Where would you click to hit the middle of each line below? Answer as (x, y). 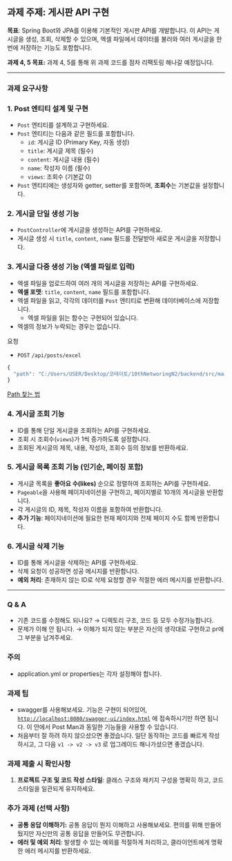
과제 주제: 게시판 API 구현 (58, 12)
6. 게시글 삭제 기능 (36, 546)
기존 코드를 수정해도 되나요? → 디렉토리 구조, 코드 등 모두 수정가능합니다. (115, 621)
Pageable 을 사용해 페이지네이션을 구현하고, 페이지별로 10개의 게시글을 (111, 492)
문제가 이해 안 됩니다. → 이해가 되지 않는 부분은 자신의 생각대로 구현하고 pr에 (120, 629)
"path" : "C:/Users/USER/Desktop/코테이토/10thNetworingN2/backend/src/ (116, 374)
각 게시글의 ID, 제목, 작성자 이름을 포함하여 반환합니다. (90, 509)
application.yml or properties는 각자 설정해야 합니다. (89, 674)
